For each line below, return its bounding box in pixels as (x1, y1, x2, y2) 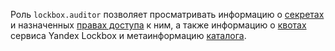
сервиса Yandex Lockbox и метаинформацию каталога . (10, 30, 247, 41)
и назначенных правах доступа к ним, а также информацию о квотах (10, 19, 307, 31)
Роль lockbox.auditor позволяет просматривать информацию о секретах (10, 9, 325, 20)
